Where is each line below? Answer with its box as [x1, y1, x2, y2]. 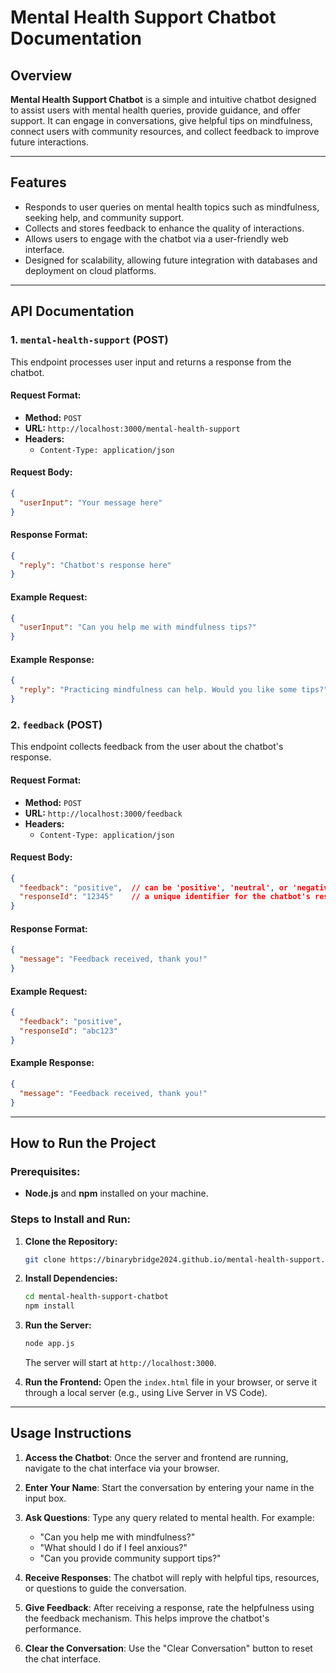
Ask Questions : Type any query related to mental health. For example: [24, 1511, 315, 1523]
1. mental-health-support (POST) [10, 333, 169, 347]
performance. [24, 1622, 82, 1635]
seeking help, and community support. [24, 211, 185, 223]
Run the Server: [24, 1319, 92, 1331]
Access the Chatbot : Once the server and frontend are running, [24, 1451, 289, 1463]
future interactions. [10, 136, 89, 148]
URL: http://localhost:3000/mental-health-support [24, 422, 241, 434]
